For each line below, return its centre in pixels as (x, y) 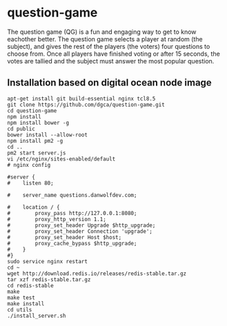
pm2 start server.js (37, 153)
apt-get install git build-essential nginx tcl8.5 (81, 99)
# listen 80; (30, 183)
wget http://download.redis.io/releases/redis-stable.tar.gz (97, 274)
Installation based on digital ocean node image (109, 83)
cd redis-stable (30, 285)
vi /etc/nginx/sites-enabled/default (61, 159)
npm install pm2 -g (35, 141)
